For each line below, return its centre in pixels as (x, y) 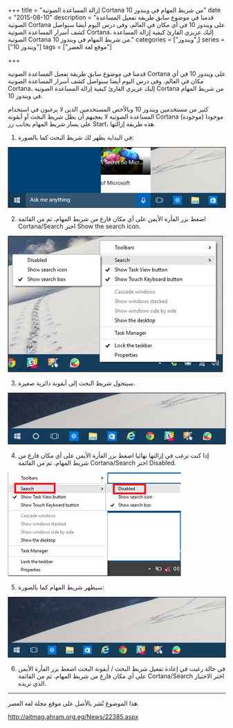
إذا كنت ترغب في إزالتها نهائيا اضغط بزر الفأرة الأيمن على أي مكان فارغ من (113, 455)
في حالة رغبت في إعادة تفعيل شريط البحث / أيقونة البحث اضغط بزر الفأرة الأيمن (121, 668)
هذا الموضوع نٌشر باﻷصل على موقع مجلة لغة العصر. (74, 703)
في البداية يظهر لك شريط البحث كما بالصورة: (76, 137)
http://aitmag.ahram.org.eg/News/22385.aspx (73, 716)
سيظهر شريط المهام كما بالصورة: (61, 587)
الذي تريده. (32, 683)
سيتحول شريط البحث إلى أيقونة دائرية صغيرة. (76, 383)
